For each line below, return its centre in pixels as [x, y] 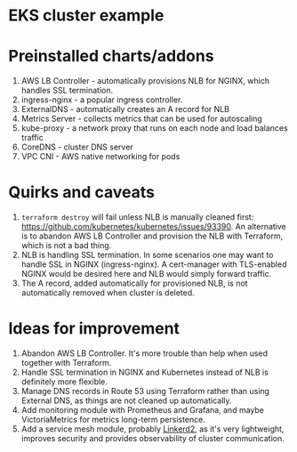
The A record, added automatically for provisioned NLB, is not [134, 283]
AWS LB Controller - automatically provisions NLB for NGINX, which [145, 81]
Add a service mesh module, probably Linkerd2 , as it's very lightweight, [153, 429]
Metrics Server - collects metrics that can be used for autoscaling [142, 119]
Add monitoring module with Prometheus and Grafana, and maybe [142, 410]
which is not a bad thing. [66, 246]
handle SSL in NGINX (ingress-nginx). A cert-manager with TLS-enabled [154, 264]
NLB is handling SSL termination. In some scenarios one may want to [147, 255]
